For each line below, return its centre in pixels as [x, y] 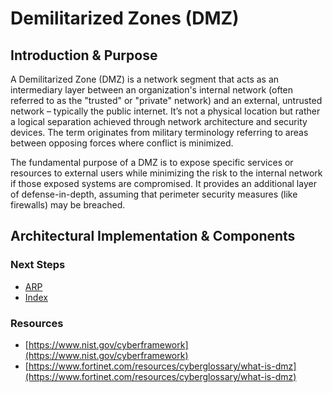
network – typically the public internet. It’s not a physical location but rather [165, 111]
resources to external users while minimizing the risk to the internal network [166, 173]
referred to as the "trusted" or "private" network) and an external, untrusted [166, 100]
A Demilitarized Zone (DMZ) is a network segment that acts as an [145, 79]
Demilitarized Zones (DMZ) [125, 18]
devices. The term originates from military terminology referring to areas [159, 132]
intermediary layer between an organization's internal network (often [152, 90]
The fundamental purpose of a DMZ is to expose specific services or [152, 162]
